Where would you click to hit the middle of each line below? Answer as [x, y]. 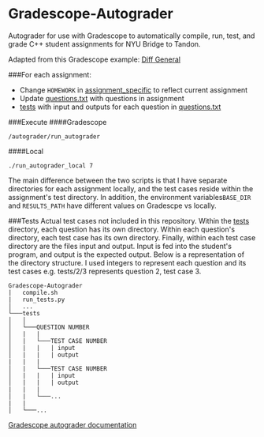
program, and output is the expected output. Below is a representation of [126, 254]
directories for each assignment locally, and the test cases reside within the [131, 188]
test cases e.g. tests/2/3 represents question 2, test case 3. [105, 271]
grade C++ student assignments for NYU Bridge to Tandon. [104, 43]
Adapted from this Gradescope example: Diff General [95, 59]
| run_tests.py [37, 299]
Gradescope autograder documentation [73, 424]
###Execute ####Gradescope [58, 122]
